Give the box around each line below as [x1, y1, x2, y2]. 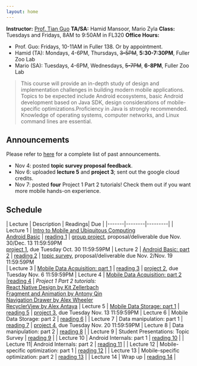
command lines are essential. [20, 117, 93, 125]
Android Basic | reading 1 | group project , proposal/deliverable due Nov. [6, 233, 182, 240]
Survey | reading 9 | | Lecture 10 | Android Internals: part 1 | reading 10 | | [6, 334, 184, 342]
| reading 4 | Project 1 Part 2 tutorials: [6, 277, 97, 284]
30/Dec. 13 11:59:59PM [6, 239, 62, 247]
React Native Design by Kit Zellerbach [6, 284, 99, 291]
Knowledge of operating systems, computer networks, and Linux [20, 111, 180, 118]
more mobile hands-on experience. [14, 187, 101, 195]
